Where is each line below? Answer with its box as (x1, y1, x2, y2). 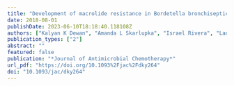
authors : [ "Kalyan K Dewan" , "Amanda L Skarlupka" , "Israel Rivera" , (7, 29, 214, 37)
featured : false (7, 49, 54, 56)
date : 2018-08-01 (7, 17, 58, 24)
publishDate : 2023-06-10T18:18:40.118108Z (7, 23, 132, 30)
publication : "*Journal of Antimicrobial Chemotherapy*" (7, 55, 176, 62)
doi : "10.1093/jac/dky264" (7, 68, 86, 75)
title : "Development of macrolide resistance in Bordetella (7, 10, 186, 17)
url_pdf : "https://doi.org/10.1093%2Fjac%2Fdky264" (7, 62, 160, 69)
